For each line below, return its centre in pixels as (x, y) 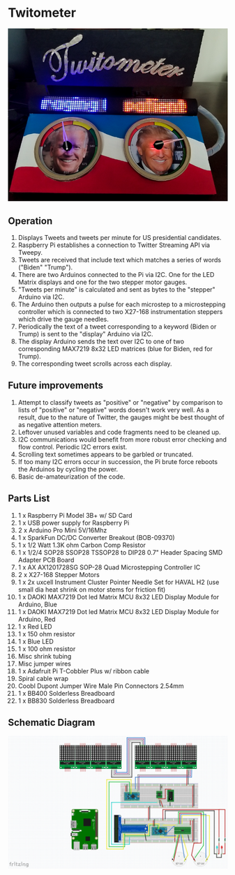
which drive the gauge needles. (63, 320)
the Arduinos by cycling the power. (68, 469)
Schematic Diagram (52, 723)
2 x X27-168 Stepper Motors (59, 574)
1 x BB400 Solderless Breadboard (66, 693)
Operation (30, 221)
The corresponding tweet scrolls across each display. (95, 364)
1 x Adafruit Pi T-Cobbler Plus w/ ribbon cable (84, 671)
